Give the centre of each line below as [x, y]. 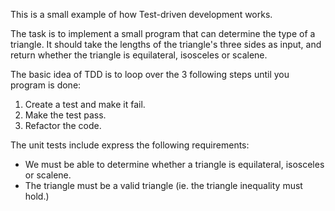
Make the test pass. [65, 115]
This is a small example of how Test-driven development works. [141, 14]
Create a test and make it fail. [85, 104]
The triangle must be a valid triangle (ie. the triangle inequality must [163, 185]
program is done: [46, 85]
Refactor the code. [63, 125]
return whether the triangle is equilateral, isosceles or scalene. [139, 55]
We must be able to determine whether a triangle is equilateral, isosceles [174, 164]
